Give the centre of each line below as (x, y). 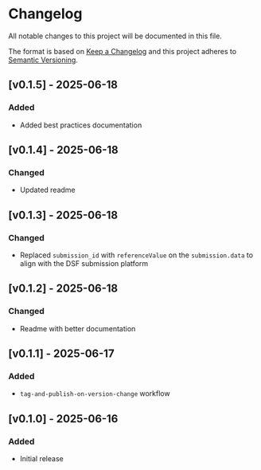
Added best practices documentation (81, 125)
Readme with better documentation (78, 328)
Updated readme (47, 190)
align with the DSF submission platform (84, 263)
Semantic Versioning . (43, 60)
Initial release (41, 459)
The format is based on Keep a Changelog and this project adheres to (123, 51)
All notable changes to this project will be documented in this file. (115, 36)
